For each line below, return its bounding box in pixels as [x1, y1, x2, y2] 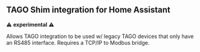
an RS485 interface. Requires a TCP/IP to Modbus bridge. [6, 39, 150, 46]
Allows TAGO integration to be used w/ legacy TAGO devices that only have [6, 33, 194, 40]
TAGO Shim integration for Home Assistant [6, 5, 170, 15]
